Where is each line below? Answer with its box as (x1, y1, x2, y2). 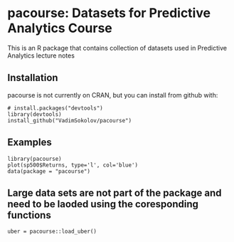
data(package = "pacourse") (7, 167, 91, 175)
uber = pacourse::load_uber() (7, 228, 97, 236)
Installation (7, 72, 58, 84)
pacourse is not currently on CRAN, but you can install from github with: (7, 90, 218, 99)
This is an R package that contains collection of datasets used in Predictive (7, 43, 228, 52)
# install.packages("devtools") (7, 105, 103, 112)
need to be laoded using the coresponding (7, 198, 199, 210)
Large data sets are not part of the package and (7, 186, 222, 199)
